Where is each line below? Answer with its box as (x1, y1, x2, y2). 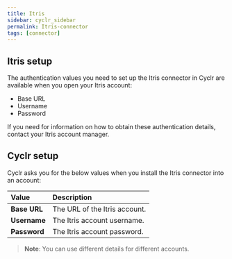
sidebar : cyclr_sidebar (7, 17, 76, 24)
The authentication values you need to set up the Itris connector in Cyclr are (7, 74, 225, 82)
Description (52, 192, 92, 202)
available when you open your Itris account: (7, 81, 133, 90)
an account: (7, 176, 42, 184)
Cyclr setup (7, 150, 59, 162)
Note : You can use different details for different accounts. (24, 244, 190, 253)
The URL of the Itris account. (52, 204, 147, 214)
